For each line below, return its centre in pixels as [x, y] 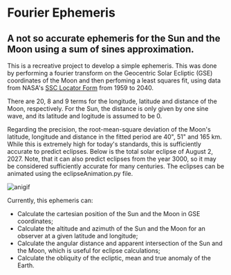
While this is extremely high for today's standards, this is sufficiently [104, 144]
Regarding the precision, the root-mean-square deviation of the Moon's [109, 129]
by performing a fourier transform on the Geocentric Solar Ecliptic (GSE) [110, 73]
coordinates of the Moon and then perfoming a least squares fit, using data [114, 80]
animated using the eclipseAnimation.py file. [70, 174]
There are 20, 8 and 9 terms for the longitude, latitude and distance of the [112, 101]
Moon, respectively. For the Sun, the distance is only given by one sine [108, 108]
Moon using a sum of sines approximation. [101, 49]
